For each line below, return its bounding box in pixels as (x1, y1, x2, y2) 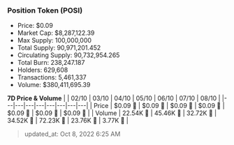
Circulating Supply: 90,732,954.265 (17, 51, 120, 59)
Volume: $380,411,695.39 (17, 81, 91, 89)
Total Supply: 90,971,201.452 (17, 44, 101, 52)
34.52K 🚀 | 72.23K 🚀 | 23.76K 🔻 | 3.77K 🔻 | (7, 116, 129, 125)
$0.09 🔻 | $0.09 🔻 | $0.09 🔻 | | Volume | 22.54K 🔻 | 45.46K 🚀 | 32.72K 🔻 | (7, 109, 217, 117)
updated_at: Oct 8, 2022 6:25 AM (24, 130, 121, 138)
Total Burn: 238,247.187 (17, 59, 85, 67)
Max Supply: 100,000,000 (17, 36, 92, 45)
